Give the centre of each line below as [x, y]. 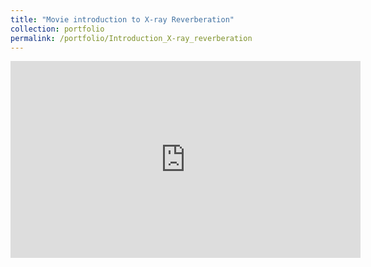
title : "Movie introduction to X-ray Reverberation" [122, 19]
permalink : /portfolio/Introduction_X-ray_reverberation [131, 38]
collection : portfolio [57, 29]
